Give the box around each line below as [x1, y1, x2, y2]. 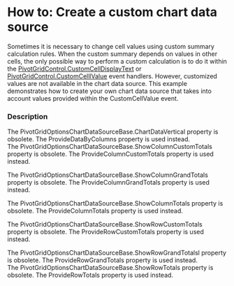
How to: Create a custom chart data [7, 4, 218, 20]
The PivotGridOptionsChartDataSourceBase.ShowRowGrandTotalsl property [7, 249, 227, 257]
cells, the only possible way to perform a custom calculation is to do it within [7, 57, 227, 65]
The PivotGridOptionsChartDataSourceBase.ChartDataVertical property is [7, 127, 219, 136]
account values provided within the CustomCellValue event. [7, 94, 179, 102]
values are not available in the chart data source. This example [7, 79, 187, 87]
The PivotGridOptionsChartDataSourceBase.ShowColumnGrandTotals [7, 171, 208, 179]
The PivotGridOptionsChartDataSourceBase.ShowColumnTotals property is [7, 199, 224, 208]
